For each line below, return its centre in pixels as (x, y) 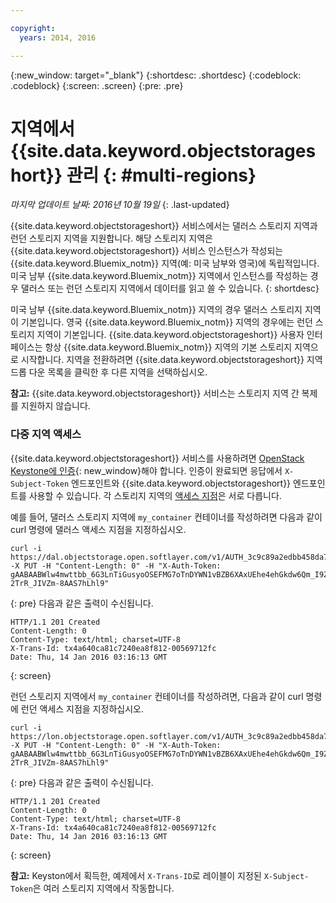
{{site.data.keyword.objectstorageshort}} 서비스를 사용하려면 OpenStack (157, 458)
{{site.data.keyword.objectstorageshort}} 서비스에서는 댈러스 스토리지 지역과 (164, 226)
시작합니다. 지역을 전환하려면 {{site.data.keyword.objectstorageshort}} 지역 (171, 360)
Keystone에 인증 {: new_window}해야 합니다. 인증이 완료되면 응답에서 (146, 470)
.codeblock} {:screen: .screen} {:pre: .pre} (97, 85)
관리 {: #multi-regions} (161, 175)
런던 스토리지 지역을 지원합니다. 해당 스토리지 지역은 (111, 238)
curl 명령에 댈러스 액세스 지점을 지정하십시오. (98, 529)
